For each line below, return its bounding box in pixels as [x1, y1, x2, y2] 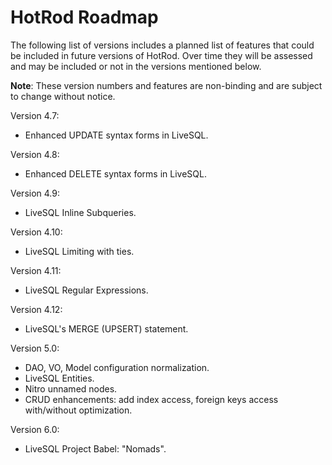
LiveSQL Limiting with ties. [24, 245, 135, 257]
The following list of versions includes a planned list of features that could [10, 39, 315, 51]
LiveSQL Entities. [24, 372, 95, 384]
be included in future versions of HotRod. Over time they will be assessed [10, 49, 313, 61]
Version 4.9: [10, 187, 60, 199]
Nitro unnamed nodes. [24, 382, 118, 395]
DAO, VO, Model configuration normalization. [24, 361, 210, 373]
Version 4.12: [10, 303, 63, 315]
